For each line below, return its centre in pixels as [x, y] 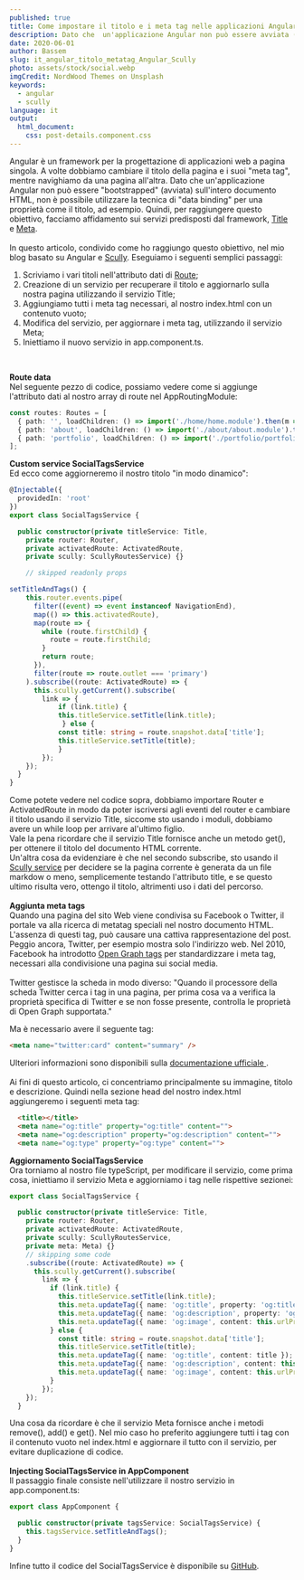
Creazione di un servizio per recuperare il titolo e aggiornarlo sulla [146, 284]
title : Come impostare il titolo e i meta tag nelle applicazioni [137, 26]
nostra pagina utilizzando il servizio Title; [99, 294]
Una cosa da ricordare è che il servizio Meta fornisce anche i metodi [137, 1423]
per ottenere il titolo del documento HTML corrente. [105, 848]
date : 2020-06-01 [42, 43]
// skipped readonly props [76, 573]
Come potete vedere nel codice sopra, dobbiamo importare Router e [137, 800]
